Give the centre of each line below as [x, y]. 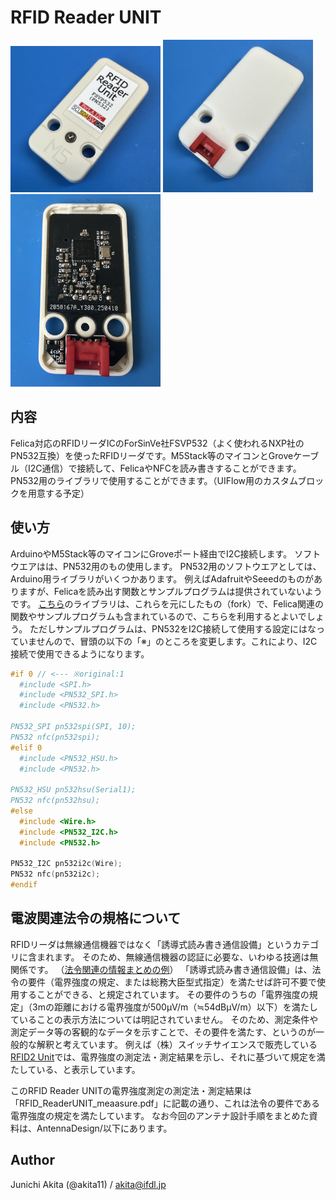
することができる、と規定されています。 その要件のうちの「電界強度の [164, 994]
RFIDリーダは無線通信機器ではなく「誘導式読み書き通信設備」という [151, 944]
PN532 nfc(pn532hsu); [55, 801]
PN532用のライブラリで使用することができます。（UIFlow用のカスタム [154, 480]
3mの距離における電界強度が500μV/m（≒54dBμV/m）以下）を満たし [174, 1007]
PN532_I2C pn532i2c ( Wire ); [66, 864]
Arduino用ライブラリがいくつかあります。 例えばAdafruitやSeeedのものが [162, 578]
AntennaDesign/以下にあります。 [104, 1128]
